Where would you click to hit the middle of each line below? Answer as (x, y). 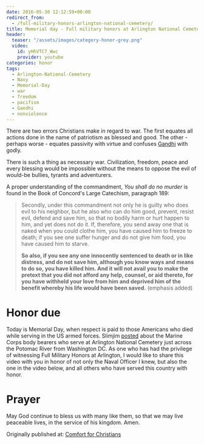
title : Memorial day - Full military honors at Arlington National (93, 29)
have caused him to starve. (55, 244)
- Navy (20, 80)
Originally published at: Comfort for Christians (64, 434)
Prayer (23, 399)
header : (16, 35)
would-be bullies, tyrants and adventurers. (59, 175)
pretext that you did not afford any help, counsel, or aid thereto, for (107, 275)
